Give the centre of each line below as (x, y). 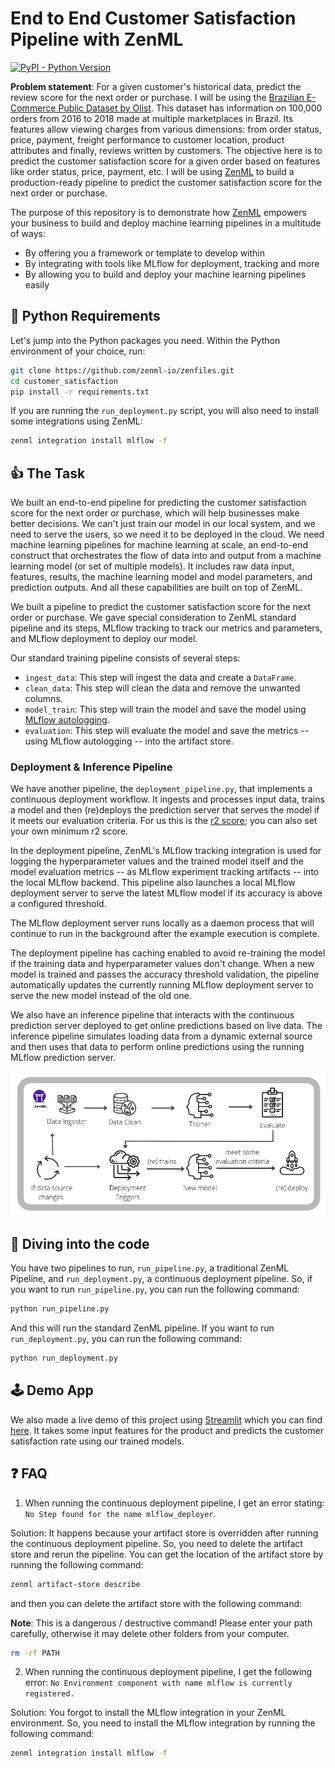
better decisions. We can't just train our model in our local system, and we (163, 524)
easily (37, 284)
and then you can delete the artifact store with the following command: (156, 1603)
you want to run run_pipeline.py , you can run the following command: (155, 1289)
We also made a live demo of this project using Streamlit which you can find (166, 1419)
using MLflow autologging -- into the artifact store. (129, 741)
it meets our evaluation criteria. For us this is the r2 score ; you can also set (164, 821)
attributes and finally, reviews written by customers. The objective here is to (166, 150)
